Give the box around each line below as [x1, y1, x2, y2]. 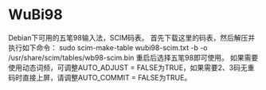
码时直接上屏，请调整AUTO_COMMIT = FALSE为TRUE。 [8, 72, 192, 82]
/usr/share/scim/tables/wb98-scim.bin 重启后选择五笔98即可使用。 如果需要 [8, 53, 259, 62]
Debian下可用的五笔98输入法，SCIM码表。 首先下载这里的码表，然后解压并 [8, 33, 256, 42]
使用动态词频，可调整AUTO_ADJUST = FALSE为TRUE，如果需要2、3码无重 [8, 62, 255, 72]
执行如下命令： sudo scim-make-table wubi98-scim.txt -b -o [8, 42, 209, 53]
